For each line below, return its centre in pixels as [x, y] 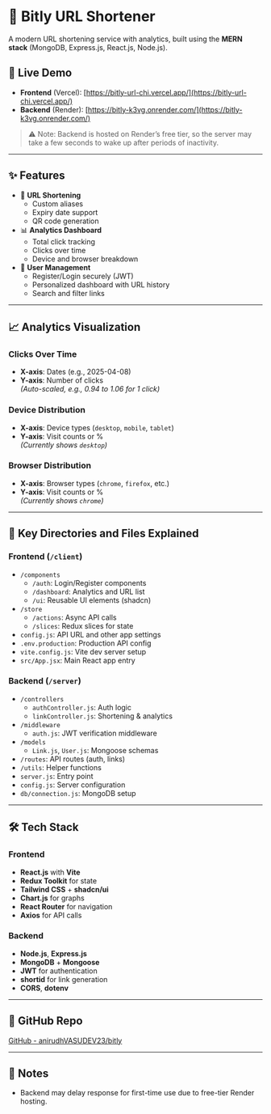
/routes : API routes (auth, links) [73, 759]
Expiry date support [65, 212]
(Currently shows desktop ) [63, 445]
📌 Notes [29, 1074]
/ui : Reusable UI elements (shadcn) [92, 600]
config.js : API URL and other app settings [90, 634]
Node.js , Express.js [53, 953]
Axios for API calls [51, 915]
